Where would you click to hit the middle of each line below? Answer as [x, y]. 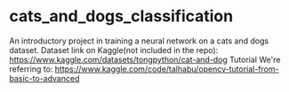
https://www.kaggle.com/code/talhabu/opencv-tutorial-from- [167, 69]
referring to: [31, 69]
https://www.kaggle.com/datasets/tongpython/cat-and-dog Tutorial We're [145, 59]
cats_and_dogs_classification [121, 16]
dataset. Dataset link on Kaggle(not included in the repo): [114, 50]
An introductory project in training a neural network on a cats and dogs [139, 41]
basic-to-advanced [44, 78]
